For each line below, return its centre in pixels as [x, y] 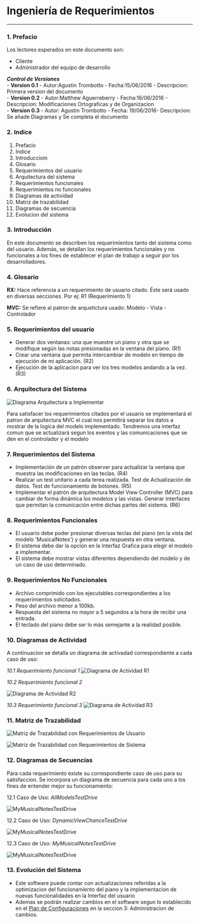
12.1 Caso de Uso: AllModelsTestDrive [52, 797]
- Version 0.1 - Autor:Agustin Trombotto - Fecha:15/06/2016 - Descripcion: [97, 85]
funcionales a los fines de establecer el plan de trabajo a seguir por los [93, 255]
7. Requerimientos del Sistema [51, 454]
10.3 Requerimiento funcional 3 [45, 705]
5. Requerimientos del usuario [51, 329]
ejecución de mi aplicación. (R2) [54, 361]
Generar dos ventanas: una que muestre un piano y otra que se [92, 342]
